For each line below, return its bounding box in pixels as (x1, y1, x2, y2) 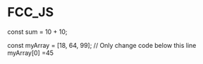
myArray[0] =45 (7, 49, 54, 57)
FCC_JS (7, 4, 54, 20)
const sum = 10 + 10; (7, 27, 68, 36)
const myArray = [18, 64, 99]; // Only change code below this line (7, 41, 197, 49)
